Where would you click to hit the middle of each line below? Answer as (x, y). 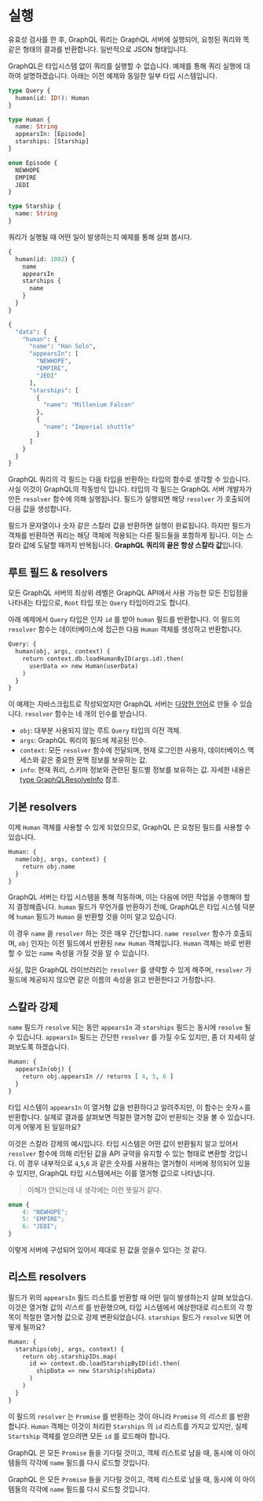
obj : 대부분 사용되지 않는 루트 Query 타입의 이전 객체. (100, 730)
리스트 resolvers (47, 1277)
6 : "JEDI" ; (40, 1227)
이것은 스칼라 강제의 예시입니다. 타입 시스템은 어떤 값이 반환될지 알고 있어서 (123, 1143)
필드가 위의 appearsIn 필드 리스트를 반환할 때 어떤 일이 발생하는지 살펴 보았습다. (131, 1297)
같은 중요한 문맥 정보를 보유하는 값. (94, 760)
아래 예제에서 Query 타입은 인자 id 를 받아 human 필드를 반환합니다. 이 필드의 (124, 620)
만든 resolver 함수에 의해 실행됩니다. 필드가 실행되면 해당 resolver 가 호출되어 (129, 499)
